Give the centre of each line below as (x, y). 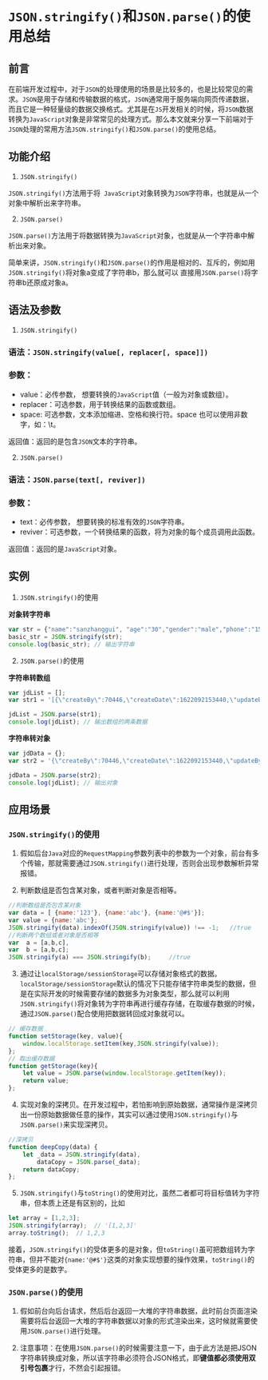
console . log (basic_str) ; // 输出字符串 (71, 644)
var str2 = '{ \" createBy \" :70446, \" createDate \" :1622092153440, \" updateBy (135, 760)
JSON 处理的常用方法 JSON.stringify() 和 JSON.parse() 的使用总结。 (114, 129)
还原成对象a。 (50, 282)
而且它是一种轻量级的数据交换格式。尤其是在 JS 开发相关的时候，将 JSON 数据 (131, 109)
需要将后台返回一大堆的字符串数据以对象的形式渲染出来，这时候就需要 (135, 1321)
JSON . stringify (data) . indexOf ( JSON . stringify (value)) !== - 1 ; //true (130, 927)
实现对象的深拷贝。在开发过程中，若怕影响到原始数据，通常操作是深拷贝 (138, 1105)
